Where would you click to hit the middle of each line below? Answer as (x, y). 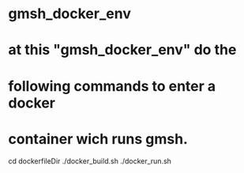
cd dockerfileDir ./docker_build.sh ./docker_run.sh (90, 161)
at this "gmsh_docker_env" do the (122, 50)
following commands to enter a (112, 86)
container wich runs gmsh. (98, 139)
